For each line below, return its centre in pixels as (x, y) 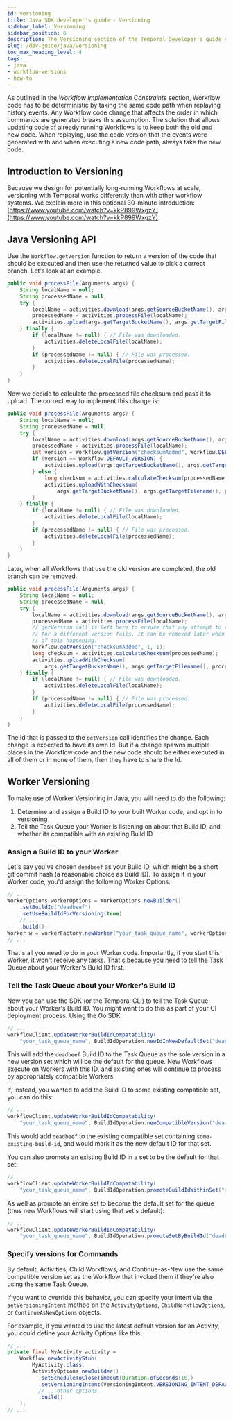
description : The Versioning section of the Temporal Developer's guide (114, 40)
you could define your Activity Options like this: (75, 1333)
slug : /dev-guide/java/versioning (57, 46)
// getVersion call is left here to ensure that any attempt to (127, 628)
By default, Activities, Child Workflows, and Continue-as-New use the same (115, 1269)
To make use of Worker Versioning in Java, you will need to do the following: (116, 798)
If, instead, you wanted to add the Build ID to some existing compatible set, (114, 1090)
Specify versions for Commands (63, 1254)
